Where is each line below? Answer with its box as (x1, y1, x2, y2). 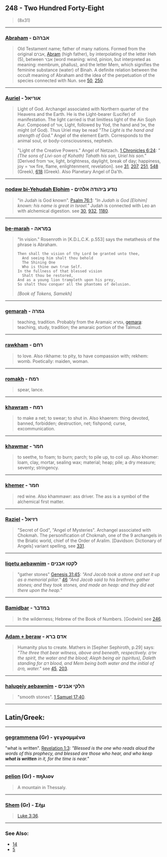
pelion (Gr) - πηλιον (5, 773, 54, 780)
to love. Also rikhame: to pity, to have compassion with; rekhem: (17, 353, 149, 359)
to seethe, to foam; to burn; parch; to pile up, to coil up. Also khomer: (17, 454, 159, 460)
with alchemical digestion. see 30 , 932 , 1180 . (17, 208, 109, 214)
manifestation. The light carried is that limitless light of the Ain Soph (17, 117, 156, 123)
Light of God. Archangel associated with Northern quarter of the (17, 106, 149, 112)
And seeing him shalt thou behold (22, 256, 93, 261)
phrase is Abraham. (17, 242, 58, 248)
